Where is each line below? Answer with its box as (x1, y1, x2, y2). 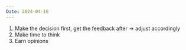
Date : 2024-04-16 (6, 8, 49, 15)
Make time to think (14, 31, 60, 38)
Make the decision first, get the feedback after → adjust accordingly (14, 25, 181, 32)
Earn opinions (14, 37, 48, 44)
